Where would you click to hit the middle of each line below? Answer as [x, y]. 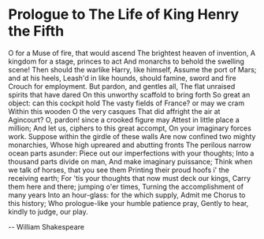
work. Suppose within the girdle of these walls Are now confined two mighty [132, 136]
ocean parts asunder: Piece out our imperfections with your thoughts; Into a [131, 153]
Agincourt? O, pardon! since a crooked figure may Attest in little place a [124, 119]
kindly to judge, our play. [48, 211]
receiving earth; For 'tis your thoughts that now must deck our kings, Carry [129, 178]
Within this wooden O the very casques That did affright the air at [114, 111]
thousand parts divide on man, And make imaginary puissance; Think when [130, 161]
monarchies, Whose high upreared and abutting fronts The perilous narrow [130, 145]
